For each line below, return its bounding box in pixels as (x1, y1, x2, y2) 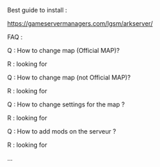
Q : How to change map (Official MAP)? (7, 47, 120, 54)
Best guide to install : (7, 6, 67, 14)
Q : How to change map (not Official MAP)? (7, 73, 131, 81)
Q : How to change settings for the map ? (7, 100, 125, 109)
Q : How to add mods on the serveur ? (7, 127, 116, 135)
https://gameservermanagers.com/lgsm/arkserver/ (7, 19, 153, 27)
